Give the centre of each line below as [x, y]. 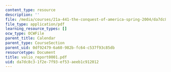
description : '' [22, 15]
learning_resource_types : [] [36, 29]
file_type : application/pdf [35, 24]
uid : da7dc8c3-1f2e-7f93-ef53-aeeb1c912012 [52, 62]
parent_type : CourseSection [35, 43]
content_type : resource [31, 10]
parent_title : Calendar [31, 39]
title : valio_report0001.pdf [36, 57]
